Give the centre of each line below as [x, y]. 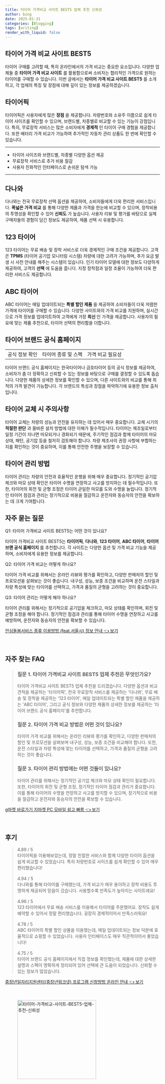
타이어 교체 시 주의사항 [37, 409]
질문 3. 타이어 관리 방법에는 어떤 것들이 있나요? [69, 769]
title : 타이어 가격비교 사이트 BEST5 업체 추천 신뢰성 [54, 10]
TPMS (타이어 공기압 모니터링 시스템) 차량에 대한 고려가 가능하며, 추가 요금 [82, 256]
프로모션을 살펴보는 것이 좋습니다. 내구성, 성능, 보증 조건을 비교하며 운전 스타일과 [82, 581]
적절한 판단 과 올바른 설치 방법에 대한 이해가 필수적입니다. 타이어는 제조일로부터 [81, 428]
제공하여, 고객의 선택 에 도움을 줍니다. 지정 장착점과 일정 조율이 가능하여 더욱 [78, 268]
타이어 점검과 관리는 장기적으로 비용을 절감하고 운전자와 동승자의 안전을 [78, 495]
